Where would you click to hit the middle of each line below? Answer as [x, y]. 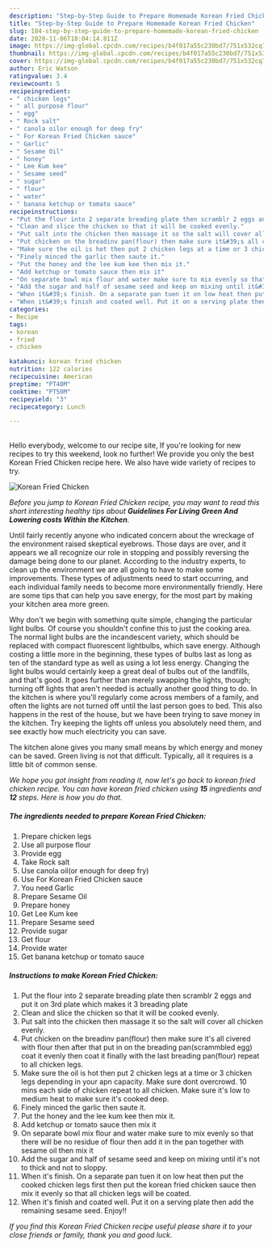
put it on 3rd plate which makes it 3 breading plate [105, 1004]
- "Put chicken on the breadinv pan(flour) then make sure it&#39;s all [134, 242]
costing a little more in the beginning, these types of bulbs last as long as [131, 654]
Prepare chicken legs [56, 836]
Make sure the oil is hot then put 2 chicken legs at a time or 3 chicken [136, 1073]
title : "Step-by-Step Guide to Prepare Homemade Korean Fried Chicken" [132, 23]
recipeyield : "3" [38, 399]
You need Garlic [48, 888]
